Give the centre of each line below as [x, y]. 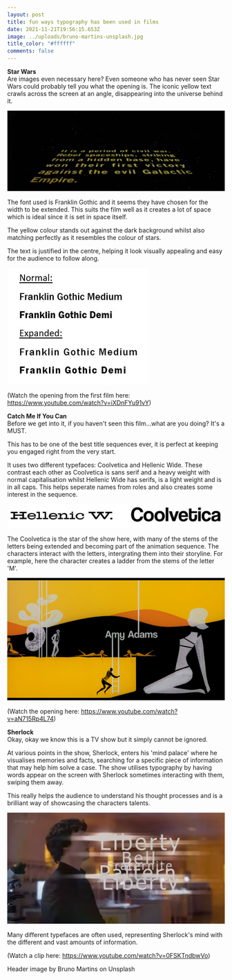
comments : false [30, 51]
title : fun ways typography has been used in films [83, 22]
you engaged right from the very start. [61, 452]
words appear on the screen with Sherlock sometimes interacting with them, [116, 775]
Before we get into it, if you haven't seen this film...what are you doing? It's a [116, 424]
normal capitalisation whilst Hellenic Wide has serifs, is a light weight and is [115, 480]
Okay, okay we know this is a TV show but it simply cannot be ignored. [108, 739]
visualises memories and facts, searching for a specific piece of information [115, 760]
